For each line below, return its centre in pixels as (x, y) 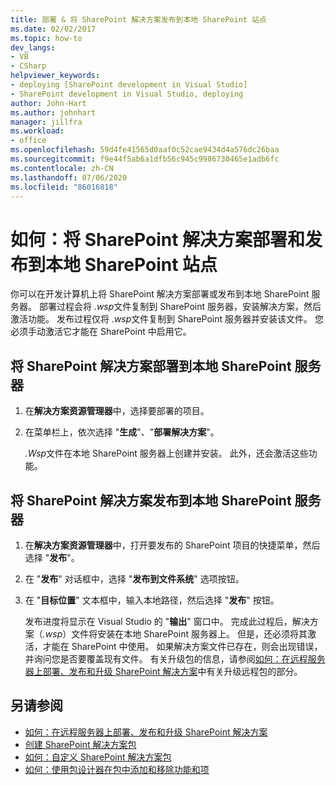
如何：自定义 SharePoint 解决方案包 (98, 757)
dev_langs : (33, 47)
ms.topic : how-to (46, 38)
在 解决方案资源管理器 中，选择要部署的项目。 (117, 411)
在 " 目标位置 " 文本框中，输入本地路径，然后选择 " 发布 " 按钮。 (152, 600)
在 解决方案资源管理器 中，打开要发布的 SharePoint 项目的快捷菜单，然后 (172, 545)
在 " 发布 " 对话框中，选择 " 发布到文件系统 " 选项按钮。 (134, 578)
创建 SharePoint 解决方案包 (80, 744)
